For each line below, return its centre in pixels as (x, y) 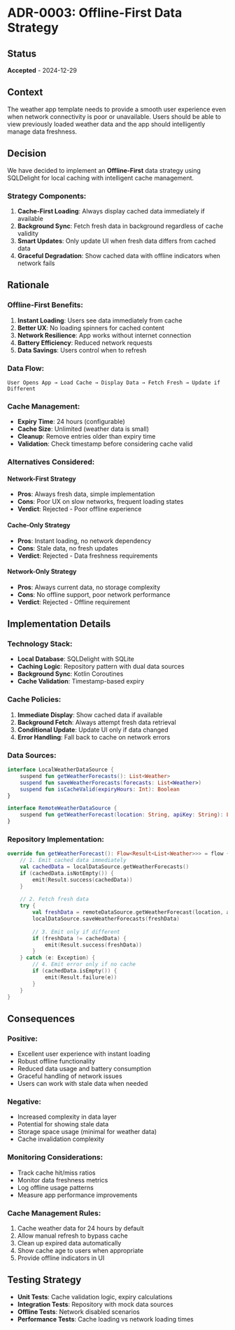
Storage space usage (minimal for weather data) (87, 1132)
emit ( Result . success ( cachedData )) (83, 879)
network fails (36, 263)
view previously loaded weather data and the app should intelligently (106, 124)
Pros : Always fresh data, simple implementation (86, 494)
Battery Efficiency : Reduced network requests (85, 342)
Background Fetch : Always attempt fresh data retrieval (97, 722)
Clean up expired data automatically (69, 1243)
